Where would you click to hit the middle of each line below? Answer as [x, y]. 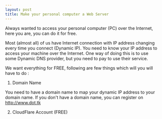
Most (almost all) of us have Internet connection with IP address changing [80, 43]
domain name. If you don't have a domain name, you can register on [74, 97]
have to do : [17, 73]
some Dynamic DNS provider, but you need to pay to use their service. [77, 58]
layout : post [18, 10]
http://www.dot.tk [23, 102]
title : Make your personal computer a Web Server [57, 14]
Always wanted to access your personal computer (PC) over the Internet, [79, 28]
